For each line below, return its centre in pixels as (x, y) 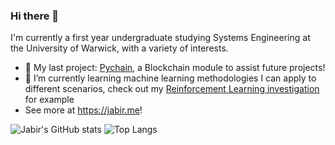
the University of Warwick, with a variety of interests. (119, 48)
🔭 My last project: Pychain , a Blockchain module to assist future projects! (175, 68)
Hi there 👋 (35, 16)
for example (49, 100)
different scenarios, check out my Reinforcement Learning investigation (172, 89)
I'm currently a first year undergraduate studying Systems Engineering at (160, 38)
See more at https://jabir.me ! (83, 110)
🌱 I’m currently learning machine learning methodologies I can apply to (170, 78)
